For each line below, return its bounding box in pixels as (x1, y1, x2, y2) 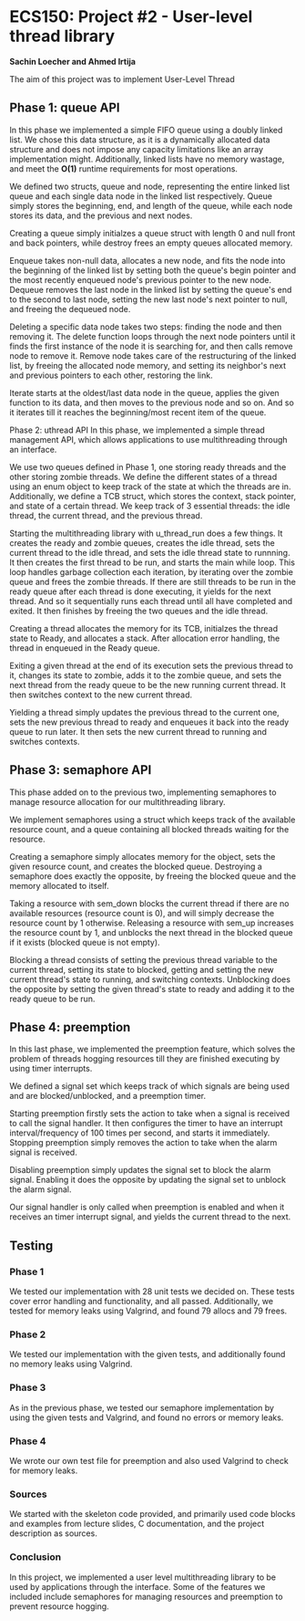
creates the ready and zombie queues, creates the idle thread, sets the (9, 537, 275, 549)
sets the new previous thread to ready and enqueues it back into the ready (9, 716, 290, 727)
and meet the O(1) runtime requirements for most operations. (9, 162, 239, 174)
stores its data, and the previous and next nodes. (9, 210, 193, 221)
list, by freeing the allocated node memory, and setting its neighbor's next (9, 360, 287, 371)
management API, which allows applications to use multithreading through (9, 434, 289, 444)
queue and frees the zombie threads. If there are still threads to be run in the (9, 576, 296, 587)
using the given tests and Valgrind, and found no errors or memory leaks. (9, 1412, 284, 1423)
